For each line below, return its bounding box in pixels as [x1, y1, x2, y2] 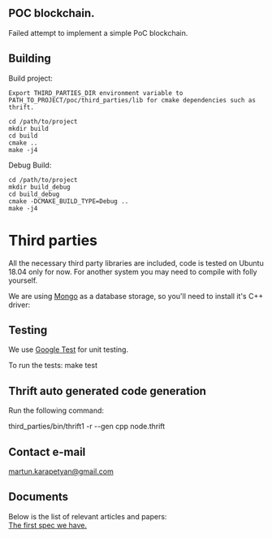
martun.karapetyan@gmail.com [8, 466, 114, 476]
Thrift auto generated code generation [8, 384, 207, 397]
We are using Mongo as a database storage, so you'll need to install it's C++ [8, 291, 264, 301]
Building [8, 52, 51, 66]
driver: [8, 300, 31, 310]
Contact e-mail [8, 445, 86, 458]
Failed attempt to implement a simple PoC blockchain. [8, 28, 188, 37]
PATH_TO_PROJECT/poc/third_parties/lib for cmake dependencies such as [8, 96, 256, 104]
